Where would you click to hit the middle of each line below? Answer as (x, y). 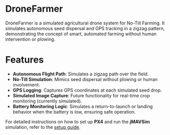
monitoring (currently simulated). (47, 101)
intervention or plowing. (30, 39)
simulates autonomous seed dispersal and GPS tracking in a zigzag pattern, (85, 28)
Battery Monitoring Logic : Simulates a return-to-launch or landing (83, 106)
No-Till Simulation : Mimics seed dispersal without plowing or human (85, 79)
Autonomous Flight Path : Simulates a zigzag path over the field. (81, 74)
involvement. (26, 85)
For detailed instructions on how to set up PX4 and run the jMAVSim (78, 121)
